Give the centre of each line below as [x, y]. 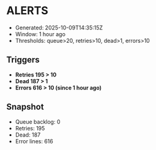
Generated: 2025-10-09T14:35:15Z [59, 28]
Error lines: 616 [34, 141]
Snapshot [25, 107]
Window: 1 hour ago [40, 34]
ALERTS [28, 11]
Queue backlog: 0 [38, 122]
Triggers [23, 60]
